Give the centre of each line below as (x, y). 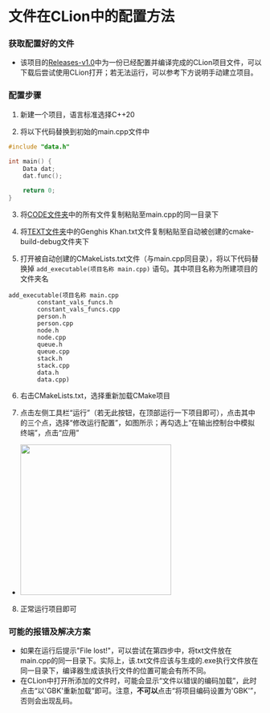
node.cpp (52, 338)
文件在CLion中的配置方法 (92, 16)
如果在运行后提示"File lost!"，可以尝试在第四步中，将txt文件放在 (126, 650)
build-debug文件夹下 (55, 242)
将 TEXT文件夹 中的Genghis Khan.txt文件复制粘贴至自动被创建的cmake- (137, 232)
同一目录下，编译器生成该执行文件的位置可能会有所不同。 (115, 670)
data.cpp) (53, 380)
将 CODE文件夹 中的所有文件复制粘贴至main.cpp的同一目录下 (119, 214)
